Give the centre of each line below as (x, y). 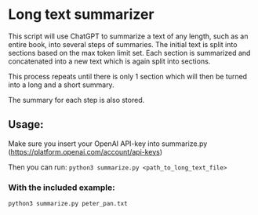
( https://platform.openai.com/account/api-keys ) (85, 151)
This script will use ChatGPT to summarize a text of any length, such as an (128, 36)
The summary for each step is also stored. (76, 100)
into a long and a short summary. (62, 85)
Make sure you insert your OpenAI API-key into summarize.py (108, 144)
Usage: (26, 124)
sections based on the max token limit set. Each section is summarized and (129, 53)
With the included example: (62, 188)
